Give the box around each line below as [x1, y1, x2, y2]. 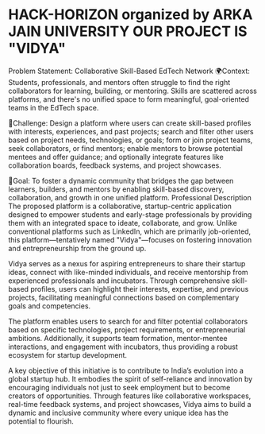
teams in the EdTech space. [8, 103, 99, 112]
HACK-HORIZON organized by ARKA [8, 6, 253, 24]
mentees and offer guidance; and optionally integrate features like [8, 152, 224, 161]
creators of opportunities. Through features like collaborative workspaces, [8, 391, 252, 401]
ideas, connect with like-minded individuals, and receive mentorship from [8, 267, 248, 277]
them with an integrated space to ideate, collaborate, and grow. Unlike [8, 218, 238, 227]
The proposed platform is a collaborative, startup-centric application [8, 201, 232, 211]
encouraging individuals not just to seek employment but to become [8, 382, 231, 392]
